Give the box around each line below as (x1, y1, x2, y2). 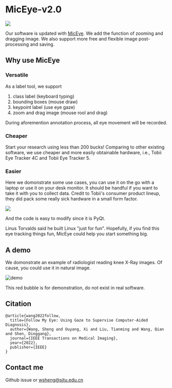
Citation (5, 300, 32, 308)
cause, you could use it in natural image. (5, 265, 91, 271)
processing (5, 41, 29, 47)
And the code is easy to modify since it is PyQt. (5, 215, 105, 221)
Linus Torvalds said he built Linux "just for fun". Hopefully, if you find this (5, 225, 160, 232)
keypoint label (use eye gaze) (12, 104, 75, 110)
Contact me (5, 363, 44, 372)
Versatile (5, 71, 28, 79)
